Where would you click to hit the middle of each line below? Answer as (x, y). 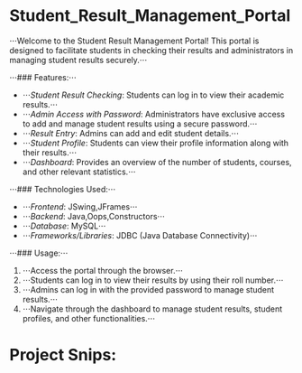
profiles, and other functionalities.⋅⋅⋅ (89, 318)
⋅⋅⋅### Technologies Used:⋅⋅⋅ (63, 189)
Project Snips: (63, 355)
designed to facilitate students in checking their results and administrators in (151, 50)
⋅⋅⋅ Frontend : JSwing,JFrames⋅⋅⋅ (80, 206)
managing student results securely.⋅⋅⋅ (78, 60)
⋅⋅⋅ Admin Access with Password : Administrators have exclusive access (154, 114)
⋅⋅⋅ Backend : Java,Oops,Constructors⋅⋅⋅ (93, 216)
